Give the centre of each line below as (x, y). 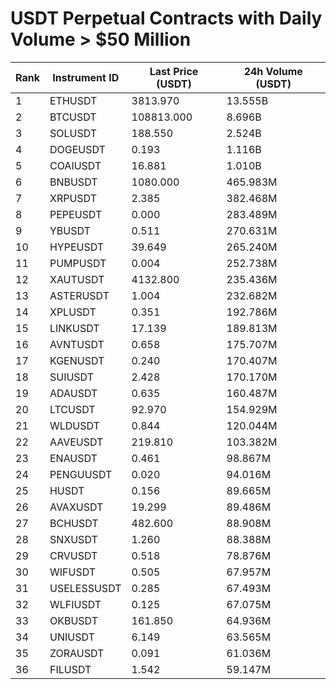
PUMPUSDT (78, 263)
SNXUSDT (73, 539)
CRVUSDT (73, 555)
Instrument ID (86, 77)
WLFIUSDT (75, 604)
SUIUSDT (72, 377)
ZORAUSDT (77, 653)
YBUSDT (70, 230)
